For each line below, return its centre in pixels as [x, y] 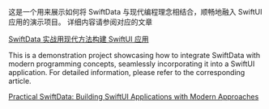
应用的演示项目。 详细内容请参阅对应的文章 [80, 22]
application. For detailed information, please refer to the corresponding [127, 72]
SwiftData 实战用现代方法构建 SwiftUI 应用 [79, 39]
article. [20, 81]
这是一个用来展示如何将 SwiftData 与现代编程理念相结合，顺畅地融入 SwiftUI [135, 12]
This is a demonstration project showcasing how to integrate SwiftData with [134, 55]
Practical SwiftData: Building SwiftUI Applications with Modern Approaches [134, 96]
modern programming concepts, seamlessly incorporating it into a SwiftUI [132, 64]
